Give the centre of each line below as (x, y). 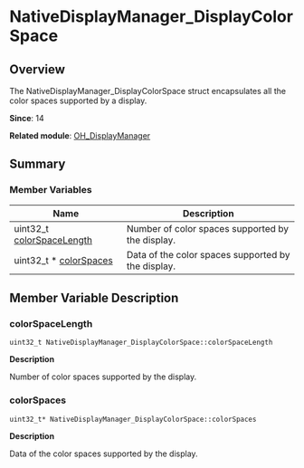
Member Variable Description (94, 298)
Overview (38, 69)
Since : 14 (27, 118)
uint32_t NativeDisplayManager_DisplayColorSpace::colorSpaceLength (141, 343)
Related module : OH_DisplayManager (80, 136)
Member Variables (51, 190)
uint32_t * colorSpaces (63, 260)
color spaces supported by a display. (78, 100)
